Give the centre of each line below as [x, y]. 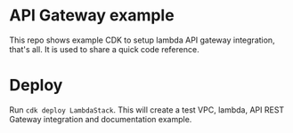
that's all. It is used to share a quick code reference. [104, 49]
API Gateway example [92, 16]
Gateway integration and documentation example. [101, 119]
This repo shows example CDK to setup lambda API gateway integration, [142, 40]
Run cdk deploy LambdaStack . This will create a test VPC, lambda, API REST [147, 110]
